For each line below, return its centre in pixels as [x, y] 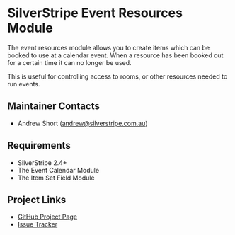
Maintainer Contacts [54, 107]
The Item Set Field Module [56, 178]
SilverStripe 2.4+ [42, 162]
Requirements [39, 145]
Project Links [37, 200]
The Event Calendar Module [58, 170]
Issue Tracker [38, 224]
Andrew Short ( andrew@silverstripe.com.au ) [82, 123]
